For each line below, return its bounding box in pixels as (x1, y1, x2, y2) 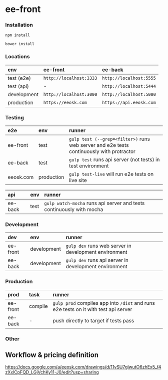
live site (69, 177, 87, 184)
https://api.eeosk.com (102, 99, 156, 105)
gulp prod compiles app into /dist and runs (52, 299, 155, 306)
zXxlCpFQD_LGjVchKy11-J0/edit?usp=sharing (5, 369, 99, 375)
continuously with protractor (69, 148, 136, 155)
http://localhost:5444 (102, 83, 156, 89)
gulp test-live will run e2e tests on (69, 170, 154, 177)
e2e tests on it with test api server (52, 306, 132, 313)
